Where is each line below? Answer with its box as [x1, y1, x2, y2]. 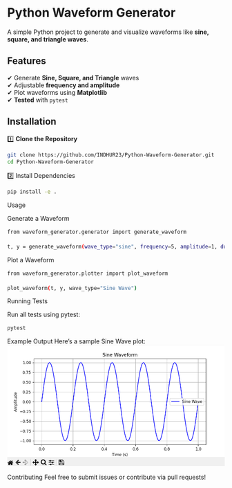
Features [7, 55, 46, 67]
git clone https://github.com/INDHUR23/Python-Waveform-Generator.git [7, 151, 215, 159]
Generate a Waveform [7, 215, 70, 223]
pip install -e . [7, 188, 57, 195]
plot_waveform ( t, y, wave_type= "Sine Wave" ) [7, 284, 137, 291]
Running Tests [7, 297, 48, 305]
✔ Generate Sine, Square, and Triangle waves [7, 73, 139, 82]
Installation [7, 116, 57, 127]
